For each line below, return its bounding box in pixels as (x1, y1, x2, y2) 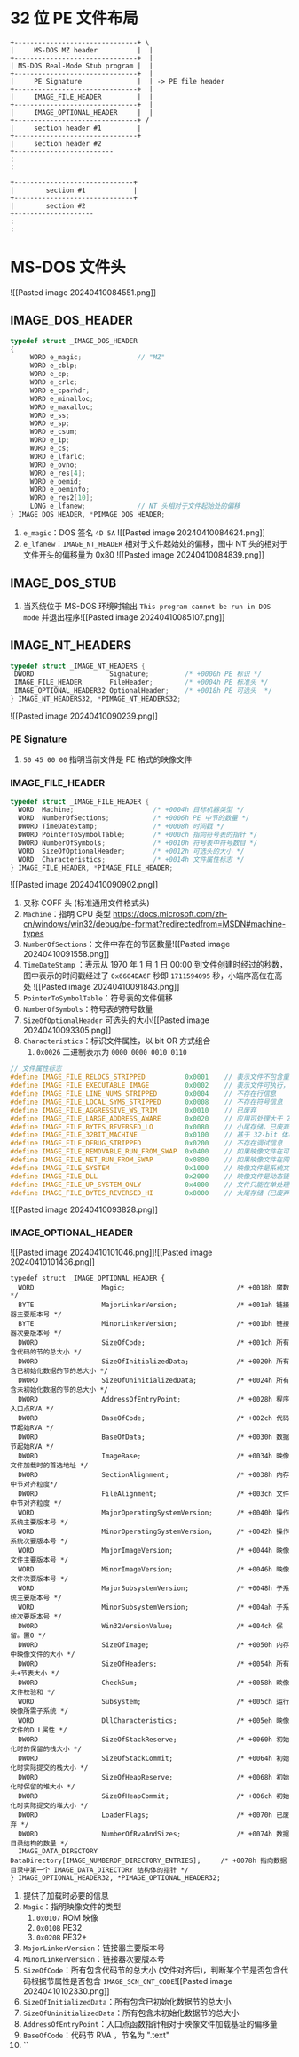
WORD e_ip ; (29, 436, 70, 445)
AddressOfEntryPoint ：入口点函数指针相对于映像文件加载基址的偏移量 (22, 2018, 278, 2029)
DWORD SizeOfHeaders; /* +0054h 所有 (18, 1659, 290, 1668)
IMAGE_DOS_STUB (10, 575, 117, 591)
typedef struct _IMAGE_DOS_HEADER (10, 336, 138, 345)
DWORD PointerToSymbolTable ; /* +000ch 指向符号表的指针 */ (18, 831, 258, 840)
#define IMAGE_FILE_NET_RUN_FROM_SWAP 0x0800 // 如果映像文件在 (10, 1155, 283, 1165)
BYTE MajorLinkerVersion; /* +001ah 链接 (18, 1300, 290, 1309)
